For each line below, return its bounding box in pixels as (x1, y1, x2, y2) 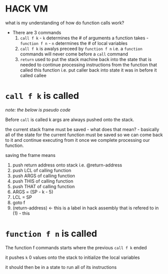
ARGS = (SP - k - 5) (12, 189, 53, 195)
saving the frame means (5, 152, 55, 158)
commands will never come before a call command (20, 51, 129, 57)
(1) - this (12, 210, 30, 216)
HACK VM (5, 3, 48, 15)
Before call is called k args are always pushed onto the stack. (5, 117, 135, 123)
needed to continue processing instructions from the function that (20, 62, 157, 68)
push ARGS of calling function (12, 173, 76, 179)
